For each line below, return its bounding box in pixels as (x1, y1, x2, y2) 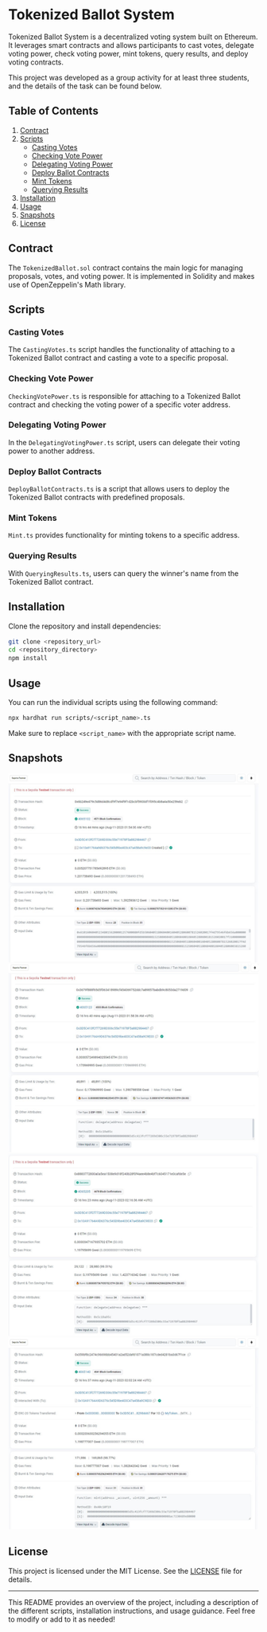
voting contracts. (8, 57, 64, 67)
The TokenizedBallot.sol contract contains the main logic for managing (8, 263, 244, 272)
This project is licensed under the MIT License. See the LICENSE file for (8, 1566, 243, 1575)
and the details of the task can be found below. (8, 81, 162, 91)
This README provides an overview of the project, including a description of (8, 1597, 259, 1607)
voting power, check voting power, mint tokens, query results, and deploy (8, 49, 249, 58)
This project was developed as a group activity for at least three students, (8, 72, 250, 82)
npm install (8, 655, 48, 663)
